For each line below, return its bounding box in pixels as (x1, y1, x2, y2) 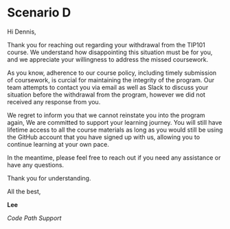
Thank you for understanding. (7, 173, 91, 182)
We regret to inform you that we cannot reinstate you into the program (7, 111, 206, 119)
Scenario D (7, 5, 71, 21)
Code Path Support (7, 214, 62, 222)
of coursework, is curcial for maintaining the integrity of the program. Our (7, 75, 215, 84)
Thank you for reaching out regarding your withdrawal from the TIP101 (7, 40, 206, 49)
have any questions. (7, 160, 64, 169)
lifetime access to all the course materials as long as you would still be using (7, 125, 223, 134)
